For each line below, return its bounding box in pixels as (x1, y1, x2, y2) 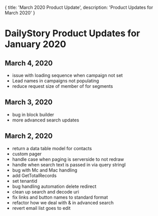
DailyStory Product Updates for (5, 28, 141, 39)
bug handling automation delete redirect (12, 183, 97, 189)
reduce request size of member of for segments (12, 83, 113, 89)
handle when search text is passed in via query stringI (12, 161, 126, 167)
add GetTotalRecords (12, 172, 57, 178)
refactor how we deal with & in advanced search (12, 199, 114, 206)
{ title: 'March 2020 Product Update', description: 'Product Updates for (5, 5, 153, 10)
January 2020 (5, 38, 67, 50)
